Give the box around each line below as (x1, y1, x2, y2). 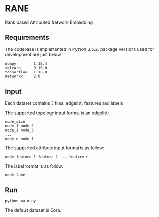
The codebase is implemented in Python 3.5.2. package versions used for (5, 46, 155, 52)
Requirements (5, 33, 49, 42)
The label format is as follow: (5, 163, 64, 169)
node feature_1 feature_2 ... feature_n (5, 154, 89, 159)
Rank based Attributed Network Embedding (5, 19, 93, 25)
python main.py (5, 199, 36, 204)
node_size (5, 119, 26, 124)
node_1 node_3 (5, 128, 34, 133)
